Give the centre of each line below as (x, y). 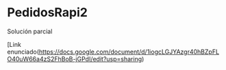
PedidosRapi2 (47, 13)
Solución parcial (30, 31)
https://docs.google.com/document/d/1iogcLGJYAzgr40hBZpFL (129, 52)
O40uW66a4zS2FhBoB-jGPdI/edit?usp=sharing (75, 58)
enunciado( (23, 52)
